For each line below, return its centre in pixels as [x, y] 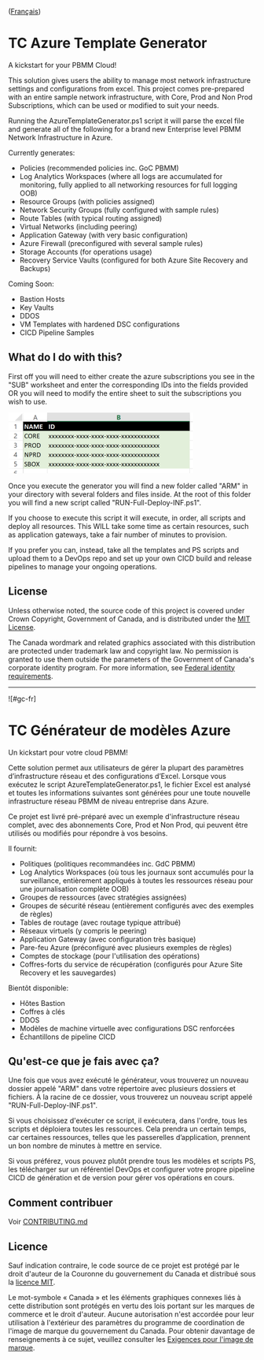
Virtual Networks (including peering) [78, 226]
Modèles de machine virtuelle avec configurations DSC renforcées [127, 1028]
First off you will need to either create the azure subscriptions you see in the [132, 376]
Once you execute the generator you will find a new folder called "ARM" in [128, 486]
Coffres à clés [42, 1012]
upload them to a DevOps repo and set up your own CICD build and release [130, 558]
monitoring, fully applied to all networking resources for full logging [128, 184]
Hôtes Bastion [42, 1003]
